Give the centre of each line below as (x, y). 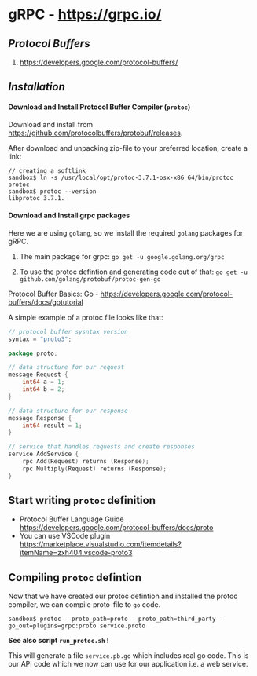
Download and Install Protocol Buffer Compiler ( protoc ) (99, 107)
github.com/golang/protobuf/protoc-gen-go (90, 279)
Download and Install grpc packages (69, 216)
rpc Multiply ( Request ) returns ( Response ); (95, 469)
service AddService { (44, 454)
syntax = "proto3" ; (40, 339)
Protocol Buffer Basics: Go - (53, 294)
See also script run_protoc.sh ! (59, 641)
